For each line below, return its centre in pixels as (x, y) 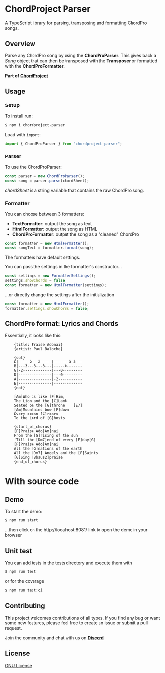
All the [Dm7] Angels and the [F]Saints (56, 453)
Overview (20, 44)
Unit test (18, 551)
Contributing (25, 606)
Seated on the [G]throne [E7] (48, 405)
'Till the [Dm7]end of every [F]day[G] (55, 440)
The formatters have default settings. (43, 257)
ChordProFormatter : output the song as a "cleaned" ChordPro (76, 234)
